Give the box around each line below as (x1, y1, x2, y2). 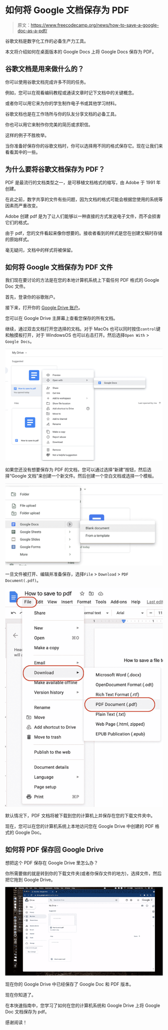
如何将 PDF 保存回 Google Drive (5, 845, 104, 854)
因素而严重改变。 (5, 202, 40, 208)
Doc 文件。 (5, 283, 28, 289)
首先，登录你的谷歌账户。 (5, 294, 58, 300)
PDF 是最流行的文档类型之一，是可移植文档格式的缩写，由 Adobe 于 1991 (5, 179, 155, 185)
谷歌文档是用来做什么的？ (5, 65, 84, 73)
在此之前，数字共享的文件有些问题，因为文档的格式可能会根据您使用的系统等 (5, 196, 163, 202)
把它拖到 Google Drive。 (5, 876, 55, 882)
